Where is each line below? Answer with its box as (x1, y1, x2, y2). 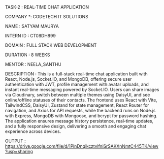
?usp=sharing (5, 149, 33, 154)
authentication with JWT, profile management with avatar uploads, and (5, 81, 149, 87)
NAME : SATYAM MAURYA (5, 23, 59, 29)
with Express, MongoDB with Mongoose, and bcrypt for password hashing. (5, 113, 158, 119)
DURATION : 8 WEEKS (5, 52, 50, 58)
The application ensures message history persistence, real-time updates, (5, 118, 154, 124)
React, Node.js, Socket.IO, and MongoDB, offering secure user (5, 76, 132, 82)
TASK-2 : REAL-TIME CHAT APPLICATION (5, 4, 89, 10)
